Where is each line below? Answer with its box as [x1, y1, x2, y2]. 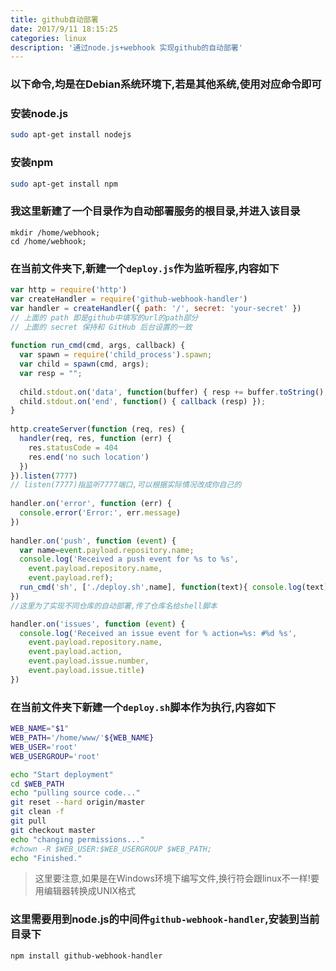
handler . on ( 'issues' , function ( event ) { [10, 619, 186, 629]
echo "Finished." [10, 853, 83, 863]
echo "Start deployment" [10, 769, 114, 780]
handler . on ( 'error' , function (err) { [10, 499, 172, 509]
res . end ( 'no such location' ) [28, 452, 150, 462]
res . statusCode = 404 [28, 442, 118, 453]
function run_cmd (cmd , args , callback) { [10, 341, 186, 351]
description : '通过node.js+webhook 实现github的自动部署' [10, 42, 243, 53]
